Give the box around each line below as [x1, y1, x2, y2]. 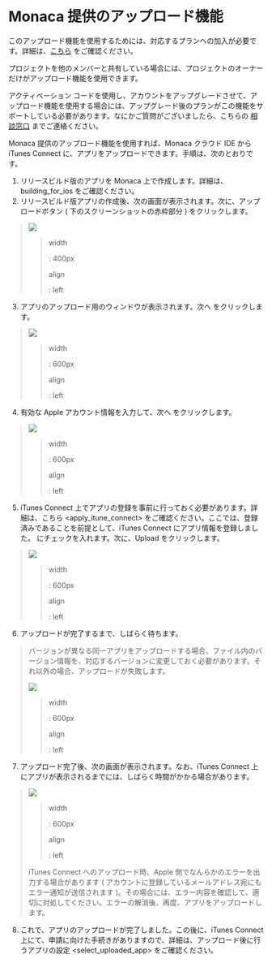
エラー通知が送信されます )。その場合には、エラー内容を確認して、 [28, 887, 253, 897]
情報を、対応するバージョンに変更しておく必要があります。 [56, 655, 254, 666]
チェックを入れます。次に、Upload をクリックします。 [43, 533, 224, 542]
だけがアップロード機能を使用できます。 [8, 73, 143, 83]
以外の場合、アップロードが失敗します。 [35, 666, 170, 676]
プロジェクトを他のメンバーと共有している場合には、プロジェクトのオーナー [8, 63, 264, 73]
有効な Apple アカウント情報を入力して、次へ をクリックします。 [19, 407, 236, 417]
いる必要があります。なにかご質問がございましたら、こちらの [43, 110, 249, 120]
